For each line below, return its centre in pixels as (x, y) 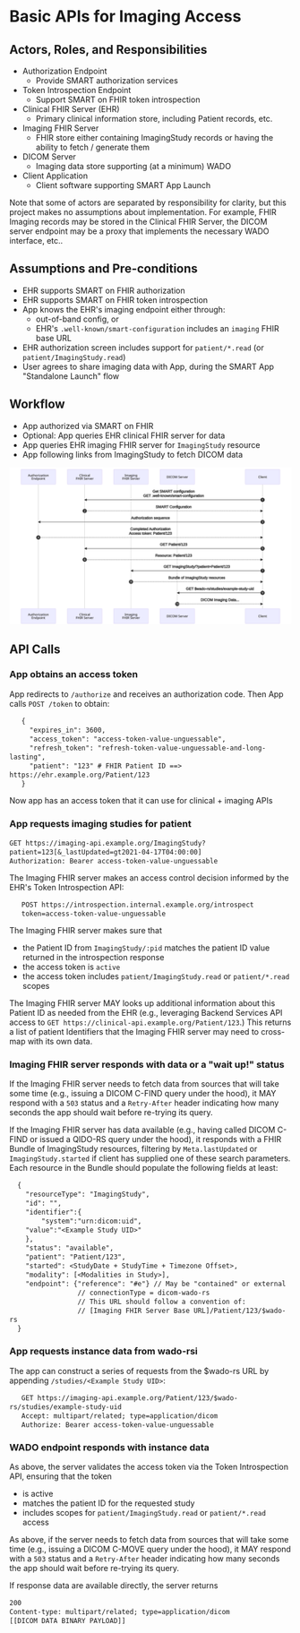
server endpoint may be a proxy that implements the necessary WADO (139, 231)
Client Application (55, 176)
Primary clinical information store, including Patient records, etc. (154, 119)
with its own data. (60, 1042)
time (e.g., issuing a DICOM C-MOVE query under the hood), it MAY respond (150, 1549)
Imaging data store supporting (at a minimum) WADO (133, 166)
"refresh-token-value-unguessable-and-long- (182, 748)
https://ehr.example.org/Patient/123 (80, 775)
